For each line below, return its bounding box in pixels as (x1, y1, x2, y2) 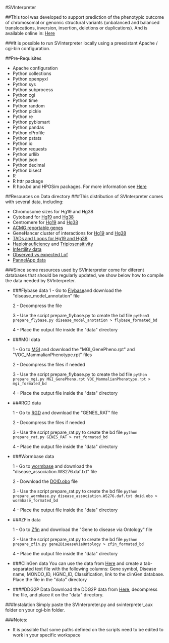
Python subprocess (12, 87, 53, 93)
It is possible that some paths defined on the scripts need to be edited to (12, 627, 164, 632)
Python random (12, 103, 45, 108)
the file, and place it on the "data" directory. (12, 592, 104, 597)
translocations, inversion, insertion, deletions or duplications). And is (5, 25, 148, 31)
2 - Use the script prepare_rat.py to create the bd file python (12, 537, 138, 542)
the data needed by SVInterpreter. (5, 278, 76, 283)
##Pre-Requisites (5, 55, 42, 61)
